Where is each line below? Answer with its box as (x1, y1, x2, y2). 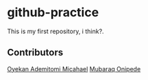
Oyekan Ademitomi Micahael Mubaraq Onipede (7, 64, 141, 73)
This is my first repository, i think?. (7, 27, 104, 35)
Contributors (7, 47, 64, 58)
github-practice (7, 5, 99, 20)
